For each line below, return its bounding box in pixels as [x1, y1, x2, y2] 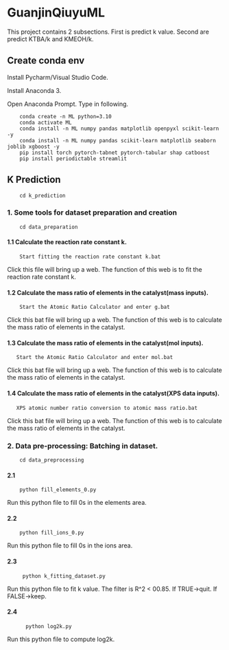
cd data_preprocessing [19, 456, 84, 464]
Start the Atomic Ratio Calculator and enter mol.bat [16, 354, 173, 361]
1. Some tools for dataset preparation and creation [7, 208, 177, 217]
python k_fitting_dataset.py [22, 572, 106, 579]
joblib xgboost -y [7, 143, 60, 150]
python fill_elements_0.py [19, 486, 97, 493]
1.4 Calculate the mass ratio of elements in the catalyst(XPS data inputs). [7, 389, 220, 398]
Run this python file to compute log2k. [7, 635, 115, 643]
